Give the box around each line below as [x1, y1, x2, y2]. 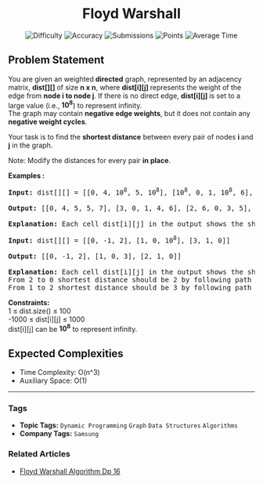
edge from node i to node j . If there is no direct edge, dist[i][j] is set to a [8, 91, 241, 100]
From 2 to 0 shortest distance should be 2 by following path [8, 275, 252, 284]
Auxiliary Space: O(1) [19, 376, 88, 385]
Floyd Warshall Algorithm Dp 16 [19, 466, 121, 475]
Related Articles [8, 449, 70, 460]
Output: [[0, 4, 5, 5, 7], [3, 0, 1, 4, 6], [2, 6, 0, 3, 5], [8, 204, 252, 213]
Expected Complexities [8, 347, 124, 360]
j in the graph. [8, 140, 53, 150]
